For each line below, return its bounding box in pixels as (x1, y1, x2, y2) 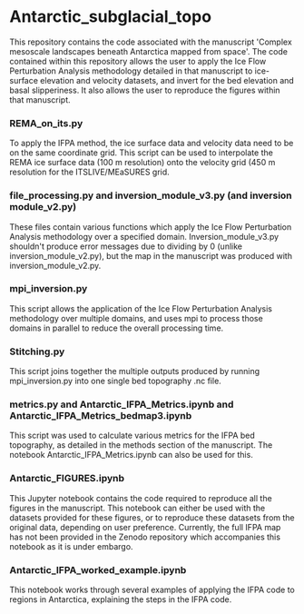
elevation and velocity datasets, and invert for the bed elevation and (40, 74, 295, 85)
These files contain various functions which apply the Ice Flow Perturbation (9, 221, 292, 233)
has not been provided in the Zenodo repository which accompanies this (9, 531, 281, 542)
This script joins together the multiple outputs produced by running (9, 366, 260, 377)
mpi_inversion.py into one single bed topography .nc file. (9, 375, 222, 387)
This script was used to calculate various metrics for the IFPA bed (9, 430, 256, 441)
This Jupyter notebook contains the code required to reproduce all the (9, 492, 272, 503)
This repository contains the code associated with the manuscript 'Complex (9, 36, 292, 47)
